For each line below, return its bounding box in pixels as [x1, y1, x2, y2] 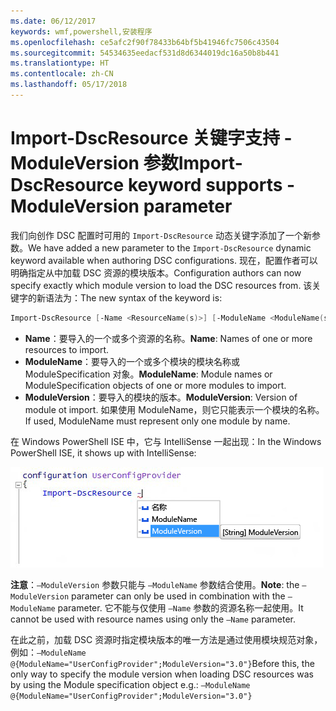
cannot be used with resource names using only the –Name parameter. [10, 613, 297, 625]
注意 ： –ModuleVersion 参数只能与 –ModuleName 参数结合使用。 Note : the [10, 578, 300, 590]
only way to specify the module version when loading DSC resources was [10, 668, 314, 680]
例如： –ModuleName [10, 646, 87, 658]
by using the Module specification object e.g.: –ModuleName [10, 678, 251, 690]
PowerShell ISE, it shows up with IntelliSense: [10, 446, 197, 459]
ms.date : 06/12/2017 [10, 16, 97, 26]
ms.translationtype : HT [10, 58, 110, 69]
